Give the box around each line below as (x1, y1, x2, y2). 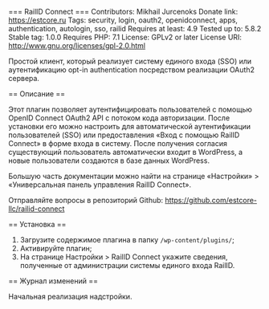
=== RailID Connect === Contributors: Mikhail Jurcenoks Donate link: (8, 7, 238, 16)
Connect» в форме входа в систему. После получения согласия (8, 139, 227, 148)
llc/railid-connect (8, 204, 65, 213)
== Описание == (8, 89, 66, 99)
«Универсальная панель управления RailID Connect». (8, 180, 192, 189)
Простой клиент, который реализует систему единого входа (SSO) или (8, 56, 252, 66)
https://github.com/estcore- (165, 196, 258, 205)
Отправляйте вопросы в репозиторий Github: (8, 196, 164, 205)
